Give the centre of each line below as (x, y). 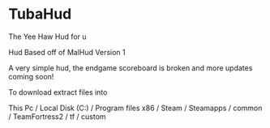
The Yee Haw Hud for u (47, 36)
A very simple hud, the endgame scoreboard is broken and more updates (131, 68)
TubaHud (40, 14)
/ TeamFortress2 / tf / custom (58, 116)
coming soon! (31, 76)
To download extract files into (58, 92)
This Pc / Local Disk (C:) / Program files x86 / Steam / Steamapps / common (135, 108)
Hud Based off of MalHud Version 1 (67, 52)
